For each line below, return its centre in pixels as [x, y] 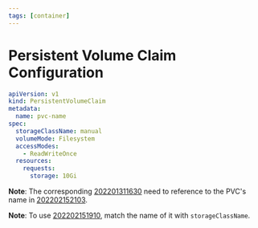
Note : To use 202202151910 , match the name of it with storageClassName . [129, 216]
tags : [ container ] [39, 16]
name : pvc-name [41, 116]
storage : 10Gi [53, 176]
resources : [34, 161]
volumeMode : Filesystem [55, 138]
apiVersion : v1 [34, 94]
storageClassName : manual [59, 131]
